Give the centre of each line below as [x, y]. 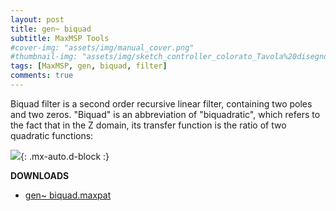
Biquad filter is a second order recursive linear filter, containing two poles [161, 103]
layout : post [37, 19]
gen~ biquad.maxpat [68, 195]
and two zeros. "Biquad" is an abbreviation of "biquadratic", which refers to [165, 114]
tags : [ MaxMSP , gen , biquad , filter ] [89, 66]
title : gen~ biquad [51, 29]
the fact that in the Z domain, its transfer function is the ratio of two [148, 125]
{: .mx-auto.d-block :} [65, 156]
